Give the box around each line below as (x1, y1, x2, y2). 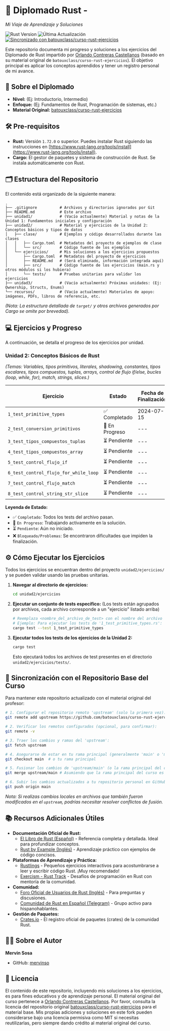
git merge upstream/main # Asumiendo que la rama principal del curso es (5, 770, 164, 776)
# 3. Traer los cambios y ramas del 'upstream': (5, 738, 110, 743)
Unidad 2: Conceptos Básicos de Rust (5, 352, 100, 359)
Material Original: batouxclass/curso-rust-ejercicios (12, 106, 122, 113)
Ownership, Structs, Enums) (5, 285, 65, 290)
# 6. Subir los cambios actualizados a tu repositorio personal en (5, 780, 151, 785)
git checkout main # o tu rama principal (5, 756, 96, 762)
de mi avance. (5, 68, 35, 74)
